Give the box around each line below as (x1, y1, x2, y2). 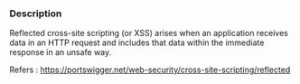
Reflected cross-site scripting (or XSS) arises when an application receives (9, 28, 289, 39)
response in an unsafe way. (9, 47, 112, 58)
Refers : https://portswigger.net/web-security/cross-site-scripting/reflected (9, 64, 291, 75)
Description (9, 7, 62, 20)
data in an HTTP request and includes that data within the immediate (9, 37, 265, 48)
